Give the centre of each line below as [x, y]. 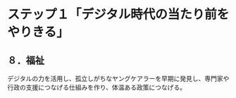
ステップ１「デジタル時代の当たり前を [118, 14]
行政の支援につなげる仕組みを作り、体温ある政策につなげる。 [97, 87]
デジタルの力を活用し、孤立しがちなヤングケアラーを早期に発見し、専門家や [118, 79]
